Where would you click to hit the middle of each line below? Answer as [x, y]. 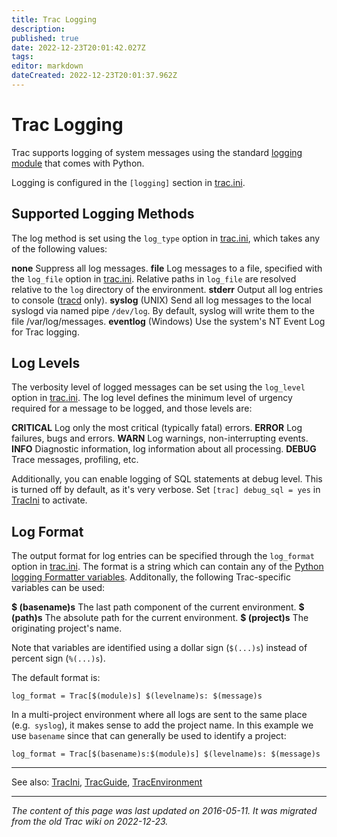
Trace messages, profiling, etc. [75, 460]
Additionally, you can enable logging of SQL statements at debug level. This [167, 479]
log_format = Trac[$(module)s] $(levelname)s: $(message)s [137, 696]
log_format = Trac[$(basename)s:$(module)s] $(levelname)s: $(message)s [166, 754]
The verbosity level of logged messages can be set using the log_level [158, 387]
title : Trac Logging [54, 19]
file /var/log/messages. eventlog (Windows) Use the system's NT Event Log [168, 321]
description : [38, 29]
